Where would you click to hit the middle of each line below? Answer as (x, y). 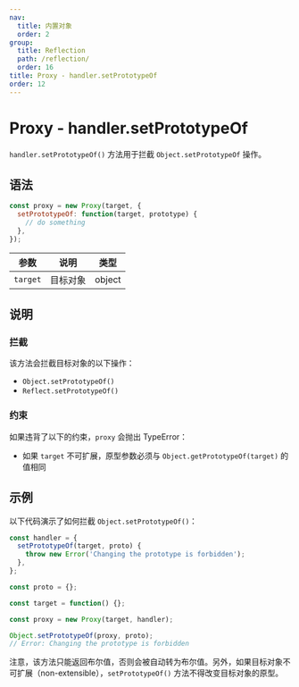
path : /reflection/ (54, 59)
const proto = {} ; (43, 587)
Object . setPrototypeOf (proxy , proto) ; (81, 635)
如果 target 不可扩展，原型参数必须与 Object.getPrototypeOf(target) (150, 456)
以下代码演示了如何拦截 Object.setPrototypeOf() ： (104, 521)
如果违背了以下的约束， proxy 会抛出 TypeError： (99, 436)
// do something (56, 223)
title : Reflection (52, 51)
